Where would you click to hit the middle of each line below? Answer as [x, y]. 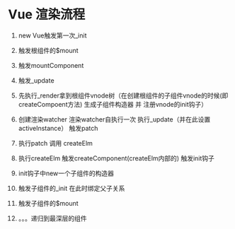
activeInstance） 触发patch [58, 128]
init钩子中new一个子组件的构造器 [66, 173]
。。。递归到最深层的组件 [52, 218]
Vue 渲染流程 [47, 14]
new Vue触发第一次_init [52, 35]
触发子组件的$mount [48, 203]
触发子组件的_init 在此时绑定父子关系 [71, 188]
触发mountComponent [51, 65]
